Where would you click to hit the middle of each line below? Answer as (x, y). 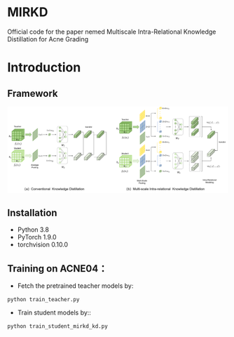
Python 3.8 (33, 230)
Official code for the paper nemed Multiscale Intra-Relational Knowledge (112, 32)
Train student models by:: (54, 312)
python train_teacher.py (43, 299)
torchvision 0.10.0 (43, 245)
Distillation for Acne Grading (48, 39)
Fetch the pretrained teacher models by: (75, 286)
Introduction (44, 68)
